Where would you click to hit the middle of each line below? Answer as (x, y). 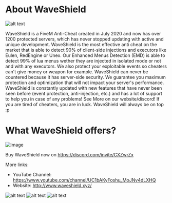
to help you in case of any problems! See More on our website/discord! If (82, 99)
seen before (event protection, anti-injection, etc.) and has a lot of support (84, 93)
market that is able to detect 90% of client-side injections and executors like (86, 50)
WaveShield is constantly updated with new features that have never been (84, 88)
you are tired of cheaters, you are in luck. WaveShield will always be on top (85, 104)
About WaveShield (46, 9)
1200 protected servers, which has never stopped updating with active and (84, 39)
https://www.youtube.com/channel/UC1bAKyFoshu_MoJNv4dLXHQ (84, 180)
